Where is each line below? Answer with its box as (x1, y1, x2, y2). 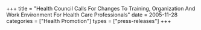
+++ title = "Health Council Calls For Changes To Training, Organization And (6, 5, 196, 12)
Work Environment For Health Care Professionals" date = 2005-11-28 (6, 11, 178, 18)
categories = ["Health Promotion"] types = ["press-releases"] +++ (6, 18, 171, 24)
